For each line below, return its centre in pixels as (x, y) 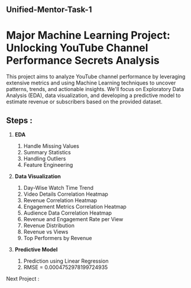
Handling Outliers (45, 158)
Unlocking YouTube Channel (77, 48)
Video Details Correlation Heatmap (66, 194)
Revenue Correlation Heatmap (60, 200)
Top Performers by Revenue (58, 238)
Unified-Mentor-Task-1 (49, 10)
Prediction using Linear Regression (66, 261)
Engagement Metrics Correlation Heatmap (75, 207)
